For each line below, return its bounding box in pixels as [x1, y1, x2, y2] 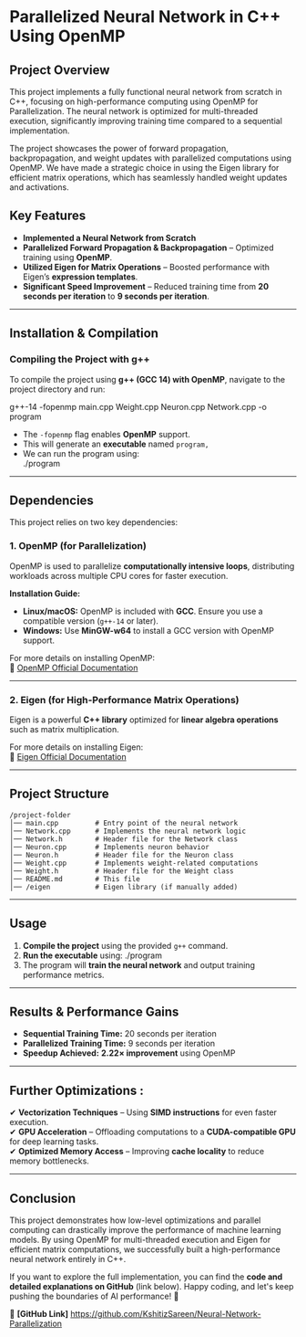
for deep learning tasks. [9, 1136, 99, 1147]
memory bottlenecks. [9, 1155, 89, 1166]
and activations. [9, 182, 70, 193]
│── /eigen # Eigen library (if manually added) [9, 882, 239, 891]
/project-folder [9, 810, 71, 819]
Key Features [9, 208, 87, 224]
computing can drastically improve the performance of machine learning [9, 1224, 281, 1235]
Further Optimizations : [9, 1082, 144, 1098]
